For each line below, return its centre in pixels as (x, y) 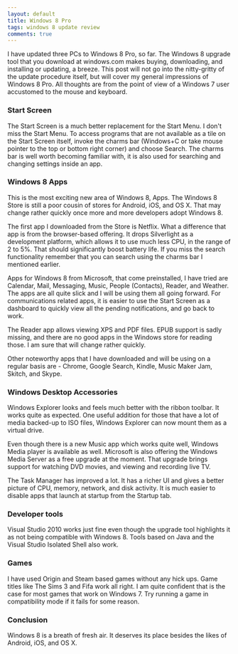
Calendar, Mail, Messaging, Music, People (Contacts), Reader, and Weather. (118, 285)
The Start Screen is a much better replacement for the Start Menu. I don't (115, 126)
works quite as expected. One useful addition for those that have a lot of (113, 415)
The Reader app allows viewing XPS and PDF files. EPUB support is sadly (115, 329)
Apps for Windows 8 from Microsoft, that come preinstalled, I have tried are (118, 278)
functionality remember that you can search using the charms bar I (105, 256)
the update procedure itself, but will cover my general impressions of (108, 77)
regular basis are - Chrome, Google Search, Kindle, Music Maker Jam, (110, 366)
